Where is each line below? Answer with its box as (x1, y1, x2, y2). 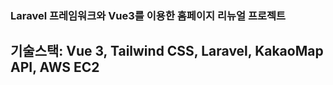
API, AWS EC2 (10, 59, 100, 76)
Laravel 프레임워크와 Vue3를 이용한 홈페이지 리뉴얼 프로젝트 (10, 8, 287, 22)
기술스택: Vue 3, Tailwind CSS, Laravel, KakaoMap (10, 43, 324, 60)
